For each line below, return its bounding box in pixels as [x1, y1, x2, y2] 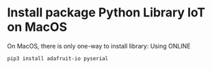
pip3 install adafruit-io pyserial [7, 55, 109, 62]
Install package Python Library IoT [7, 5, 206, 20]
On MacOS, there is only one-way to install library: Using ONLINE [7, 42, 191, 50]
